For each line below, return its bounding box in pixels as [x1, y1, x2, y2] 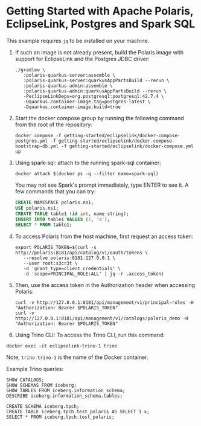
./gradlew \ [14, 66, 45, 73]
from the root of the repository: [14, 121, 92, 128]
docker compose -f [14, 132, 62, 138]
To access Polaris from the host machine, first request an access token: [14, 233, 194, 240]
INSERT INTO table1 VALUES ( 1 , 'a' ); [14, 216, 110, 222]
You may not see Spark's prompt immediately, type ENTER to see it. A [14, 181, 189, 189]
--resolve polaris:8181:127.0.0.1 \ [23, 255, 116, 261]
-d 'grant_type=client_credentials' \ [23, 266, 121, 272]
